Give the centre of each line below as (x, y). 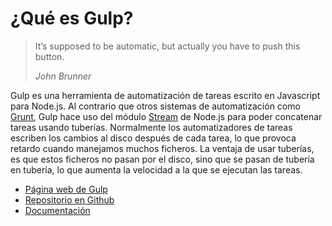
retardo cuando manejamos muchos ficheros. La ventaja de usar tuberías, (162, 148)
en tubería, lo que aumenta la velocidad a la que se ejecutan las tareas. (156, 169)
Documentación (57, 210)
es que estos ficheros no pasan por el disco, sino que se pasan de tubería (162, 159)
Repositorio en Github (69, 199)
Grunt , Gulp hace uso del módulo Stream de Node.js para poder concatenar (166, 116)
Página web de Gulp (66, 189)
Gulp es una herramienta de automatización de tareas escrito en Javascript (165, 95)
